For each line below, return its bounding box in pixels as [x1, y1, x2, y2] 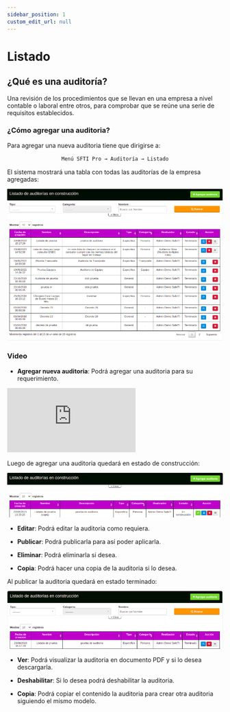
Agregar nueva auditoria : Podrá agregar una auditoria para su [16, 367, 193, 375]
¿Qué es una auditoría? [7, 76, 108, 88]
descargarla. [16, 663, 53, 671]
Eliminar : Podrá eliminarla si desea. [16, 550, 118, 558]
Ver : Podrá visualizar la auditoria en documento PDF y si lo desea [16, 655, 202, 664]
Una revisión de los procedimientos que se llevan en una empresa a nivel [7, 94, 213, 102]
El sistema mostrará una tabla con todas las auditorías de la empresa [7, 168, 201, 176]
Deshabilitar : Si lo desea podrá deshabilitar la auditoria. [16, 676, 175, 685]
